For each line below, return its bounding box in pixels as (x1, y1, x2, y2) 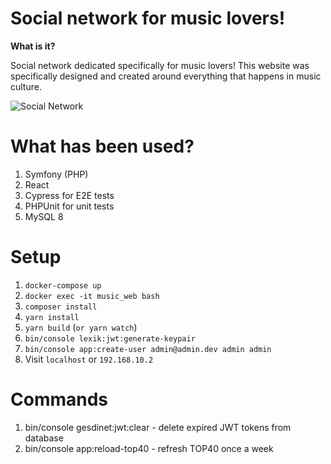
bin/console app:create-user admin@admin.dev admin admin (24, 344, 272, 354)
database (24, 432, 64, 444)
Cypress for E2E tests (24, 189, 115, 201)
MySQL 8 (24, 210, 64, 222)
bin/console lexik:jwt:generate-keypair (24, 333, 196, 344)
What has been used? (10, 135, 195, 158)
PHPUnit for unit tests (24, 200, 115, 212)
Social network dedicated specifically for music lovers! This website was (10, 59, 310, 71)
